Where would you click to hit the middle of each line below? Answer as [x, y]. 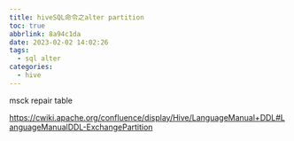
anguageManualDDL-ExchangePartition [81, 127]
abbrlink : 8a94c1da [45, 34]
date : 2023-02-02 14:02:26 [59, 42]
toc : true [27, 26]
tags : [19, 51]
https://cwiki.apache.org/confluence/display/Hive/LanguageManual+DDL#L [147, 117]
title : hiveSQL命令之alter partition [77, 17]
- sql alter [39, 59]
